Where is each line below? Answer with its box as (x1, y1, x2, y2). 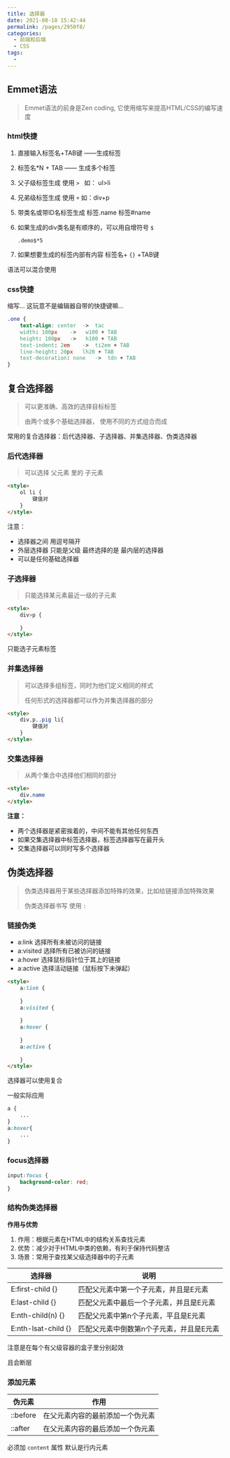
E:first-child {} (10, 1284, 58, 1293)
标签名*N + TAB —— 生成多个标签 (17, 163, 116, 172)
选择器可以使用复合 (7, 1076, 63, 1085)
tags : (7, 50, 23, 57)
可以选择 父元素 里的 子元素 (24, 469, 103, 477)
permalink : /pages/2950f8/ (7, 23, 86, 30)
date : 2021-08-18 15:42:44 (7, 17, 86, 24)
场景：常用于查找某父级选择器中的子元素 (17, 1252, 134, 1261)
